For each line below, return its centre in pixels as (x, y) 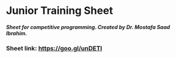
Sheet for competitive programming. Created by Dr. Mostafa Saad (88, 27)
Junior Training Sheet (60, 11)
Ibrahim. (17, 33)
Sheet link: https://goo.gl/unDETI (54, 49)
